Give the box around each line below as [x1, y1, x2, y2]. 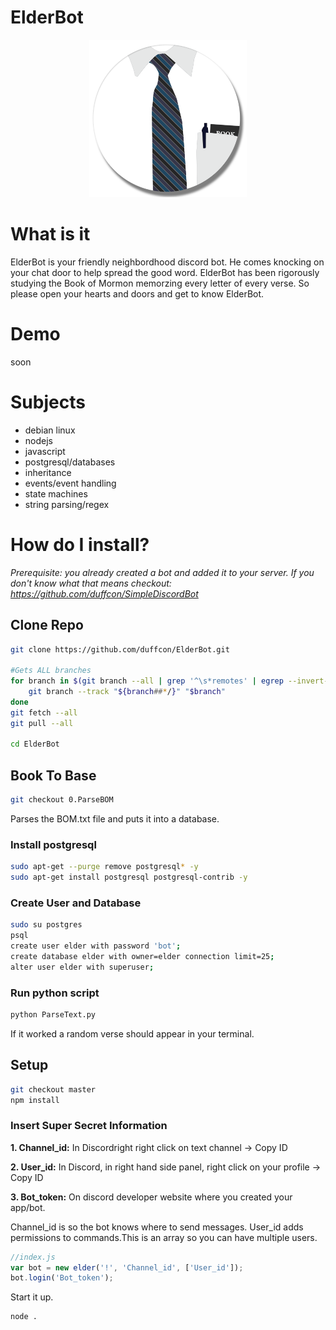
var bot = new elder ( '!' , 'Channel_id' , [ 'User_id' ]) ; [10, 1262, 244, 1273]
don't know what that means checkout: [10, 577, 172, 589]
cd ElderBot [10, 739, 60, 750]
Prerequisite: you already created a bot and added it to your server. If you [10, 566, 315, 578]
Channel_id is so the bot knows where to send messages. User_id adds [10, 1221, 304, 1233]
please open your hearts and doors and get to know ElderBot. [10, 287, 265, 300]
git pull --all [10, 718, 74, 728]
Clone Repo [10, 617, 84, 634]
